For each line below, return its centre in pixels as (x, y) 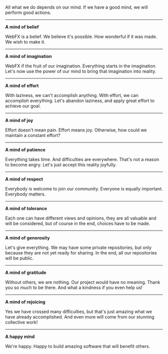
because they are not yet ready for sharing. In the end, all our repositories (81, 253)
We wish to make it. (25, 42)
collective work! (21, 322)
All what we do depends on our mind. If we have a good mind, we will (77, 7)
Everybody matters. (25, 194)
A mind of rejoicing (25, 302)
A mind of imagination (29, 56)
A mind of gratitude (26, 272)
